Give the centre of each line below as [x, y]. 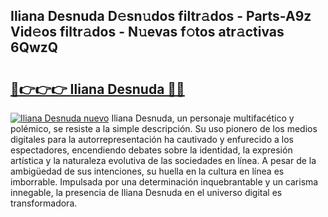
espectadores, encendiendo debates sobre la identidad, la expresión [151, 150]
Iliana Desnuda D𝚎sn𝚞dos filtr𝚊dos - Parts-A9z [161, 16]
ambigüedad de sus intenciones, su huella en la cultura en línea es [147, 171]
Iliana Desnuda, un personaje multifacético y [203, 118]
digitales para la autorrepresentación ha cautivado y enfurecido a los [152, 139]
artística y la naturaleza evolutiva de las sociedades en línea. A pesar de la [163, 160]
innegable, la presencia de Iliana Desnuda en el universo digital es [146, 192]
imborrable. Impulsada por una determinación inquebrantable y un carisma [164, 182]
